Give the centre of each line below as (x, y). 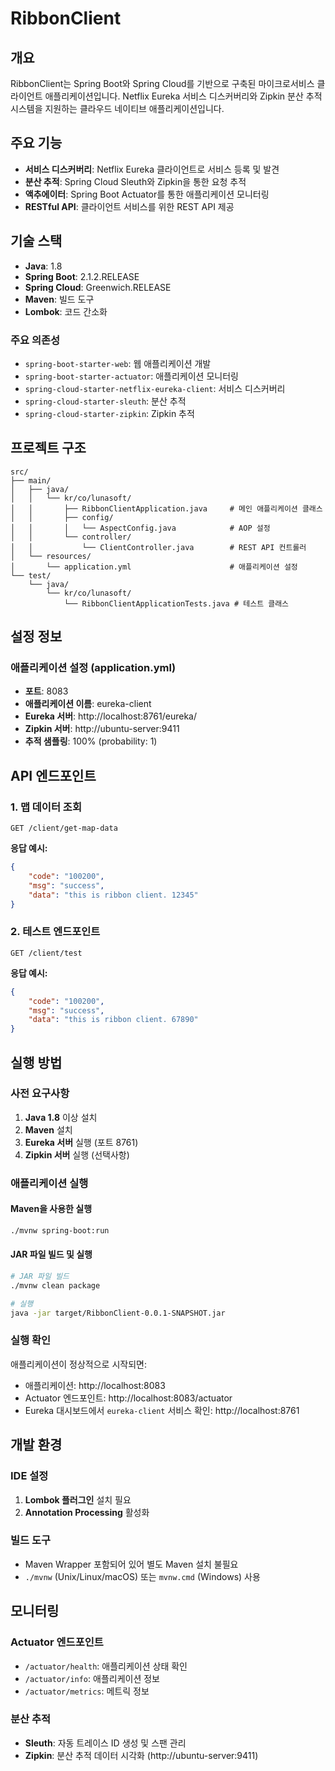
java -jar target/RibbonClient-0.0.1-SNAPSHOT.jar (118, 1313)
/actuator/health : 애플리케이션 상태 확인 (106, 1666)
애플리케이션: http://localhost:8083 (95, 1385)
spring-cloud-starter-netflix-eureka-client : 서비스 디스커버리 (155, 388)
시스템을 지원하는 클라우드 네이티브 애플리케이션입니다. (117, 108)
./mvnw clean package (55, 1285)
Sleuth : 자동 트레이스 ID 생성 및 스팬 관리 (105, 1743)
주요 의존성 (35, 340)
